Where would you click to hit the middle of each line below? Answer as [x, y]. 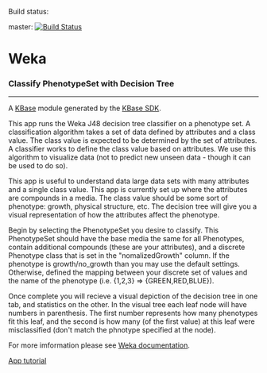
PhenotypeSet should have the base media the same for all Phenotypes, [126, 239]
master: [21, 27]
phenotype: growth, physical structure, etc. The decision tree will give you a [133, 206]
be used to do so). [38, 166]
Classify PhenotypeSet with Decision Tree [91, 84]
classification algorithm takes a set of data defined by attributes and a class [132, 132]
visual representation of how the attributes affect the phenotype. [114, 215]
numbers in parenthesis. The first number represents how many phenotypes [133, 313]
